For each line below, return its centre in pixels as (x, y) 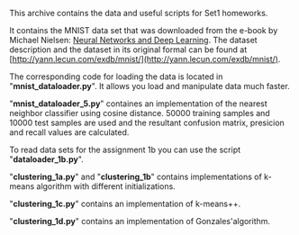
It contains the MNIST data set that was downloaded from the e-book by (144, 30)
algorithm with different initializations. (106, 186)
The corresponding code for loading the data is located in (116, 77)
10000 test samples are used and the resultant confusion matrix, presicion (147, 122)
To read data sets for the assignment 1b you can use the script (125, 149)
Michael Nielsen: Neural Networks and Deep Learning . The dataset (134, 40)
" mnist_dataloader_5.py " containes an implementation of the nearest (138, 104)
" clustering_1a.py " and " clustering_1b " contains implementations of (136, 176)
